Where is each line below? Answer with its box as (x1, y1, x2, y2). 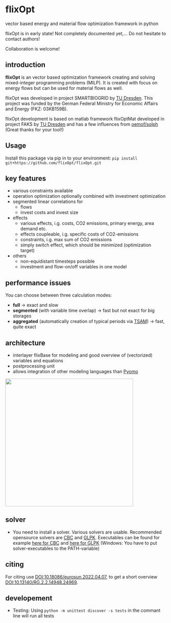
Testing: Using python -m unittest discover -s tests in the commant (12, 607, 161, 614)
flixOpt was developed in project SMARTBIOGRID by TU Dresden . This (5, 95, 153, 101)
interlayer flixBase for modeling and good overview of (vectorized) (12, 352, 153, 358)
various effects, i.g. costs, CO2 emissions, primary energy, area (20, 220, 154, 226)
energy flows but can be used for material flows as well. (5, 85, 124, 91)
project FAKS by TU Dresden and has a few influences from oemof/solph (5, 121, 158, 127)
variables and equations (12, 358, 64, 363)
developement (5, 594, 53, 603)
